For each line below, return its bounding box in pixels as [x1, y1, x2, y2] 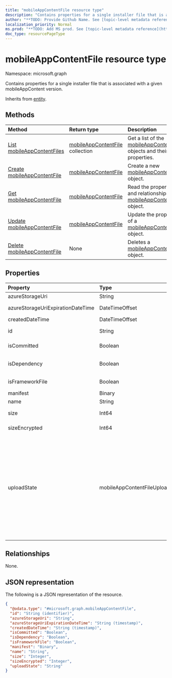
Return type [69, 126, 99, 133]
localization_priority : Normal [5, 22, 72, 27]
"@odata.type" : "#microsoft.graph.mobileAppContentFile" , [10, 606, 137, 611]
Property [8, 284, 30, 291]
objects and [127, 147, 156, 154]
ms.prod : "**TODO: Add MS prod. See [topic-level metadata [5, 27, 134, 32]
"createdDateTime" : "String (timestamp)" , [10, 625, 102, 630]
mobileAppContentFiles [8, 147, 64, 154]
